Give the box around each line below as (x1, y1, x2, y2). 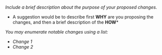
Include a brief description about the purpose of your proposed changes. (5, 4, 157, 10)
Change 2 (12, 44, 34, 49)
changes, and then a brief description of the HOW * (12, 19, 119, 25)
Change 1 (12, 38, 33, 44)
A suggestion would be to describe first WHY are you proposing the (12, 14, 153, 19)
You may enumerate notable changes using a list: (5, 29, 108, 34)
